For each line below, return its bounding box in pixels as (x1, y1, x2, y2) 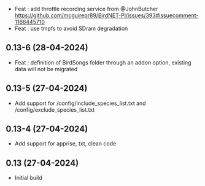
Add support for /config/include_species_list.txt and (14, 99, 146, 107)
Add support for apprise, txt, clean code (14, 140, 117, 147)
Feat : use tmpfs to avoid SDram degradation (14, 25, 128, 32)
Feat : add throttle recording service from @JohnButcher (14, 6, 158, 12)
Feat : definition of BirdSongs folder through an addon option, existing (14, 58, 191, 66)
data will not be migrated (14, 65, 78, 72)
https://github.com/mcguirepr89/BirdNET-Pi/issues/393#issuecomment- (14, 12, 199, 19)
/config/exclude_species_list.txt (14, 106, 95, 113)
